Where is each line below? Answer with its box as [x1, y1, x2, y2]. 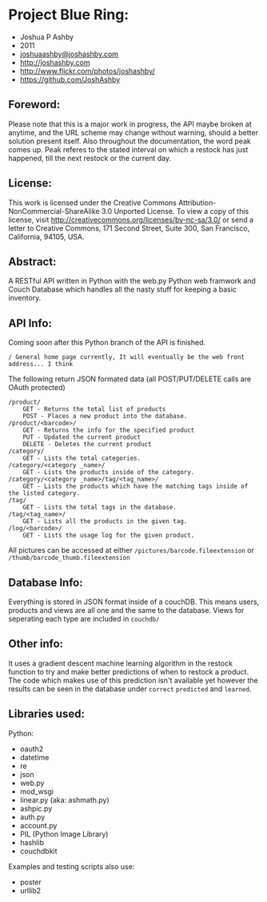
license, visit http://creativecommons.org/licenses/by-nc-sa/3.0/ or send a [8, 215, 254, 224]
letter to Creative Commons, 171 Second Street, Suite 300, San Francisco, [8, 223, 250, 233]
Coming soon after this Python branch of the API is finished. [8, 338, 206, 348]
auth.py [19, 811, 46, 822]
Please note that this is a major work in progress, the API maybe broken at [8, 119, 252, 129]
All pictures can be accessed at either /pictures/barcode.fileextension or [8, 546, 254, 555]
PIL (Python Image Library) [19, 829, 109, 839]
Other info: [8, 637, 64, 650]
